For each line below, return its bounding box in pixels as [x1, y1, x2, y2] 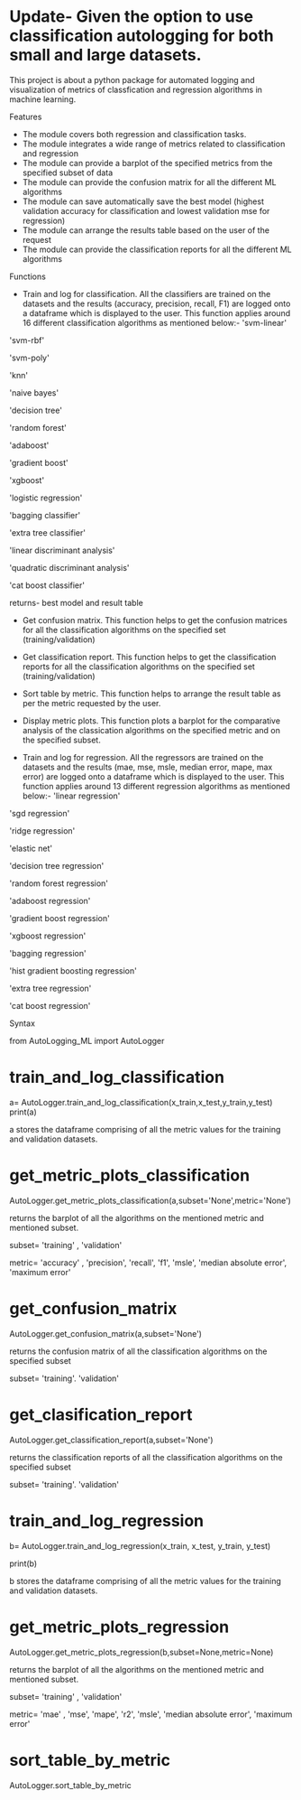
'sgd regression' [9, 807, 70, 818]
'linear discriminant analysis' [9, 545, 115, 555]
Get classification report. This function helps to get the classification [22, 651, 277, 662]
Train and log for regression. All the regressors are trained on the [22, 751, 264, 762]
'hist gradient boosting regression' [9, 965, 137, 976]
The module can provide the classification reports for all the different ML [22, 244, 293, 255]
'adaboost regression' [9, 895, 91, 906]
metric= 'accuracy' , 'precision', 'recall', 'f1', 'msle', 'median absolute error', [9, 1257, 287, 1268]
